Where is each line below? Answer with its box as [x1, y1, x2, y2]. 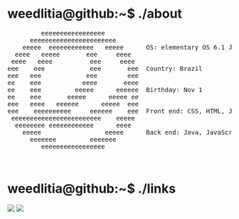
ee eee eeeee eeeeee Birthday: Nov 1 [7, 86, 203, 94]
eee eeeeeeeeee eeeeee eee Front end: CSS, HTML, [7, 107, 225, 115]
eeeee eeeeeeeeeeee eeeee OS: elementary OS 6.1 [22, 43, 225, 51]
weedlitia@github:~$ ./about [7, 6, 183, 22]
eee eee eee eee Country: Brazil [7, 64, 203, 72]
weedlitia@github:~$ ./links [7, 181, 176, 197]
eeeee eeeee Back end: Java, [22, 128, 203, 136]
